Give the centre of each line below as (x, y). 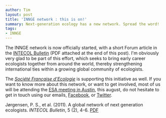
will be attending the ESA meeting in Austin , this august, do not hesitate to (82, 90)
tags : (11, 29)
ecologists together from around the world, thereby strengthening (74, 64)
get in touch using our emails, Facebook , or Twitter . (59, 95)
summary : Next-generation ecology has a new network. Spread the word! (82, 24)
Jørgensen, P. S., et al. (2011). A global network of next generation (74, 105)
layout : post (19, 15)
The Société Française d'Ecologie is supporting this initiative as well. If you (83, 79)
